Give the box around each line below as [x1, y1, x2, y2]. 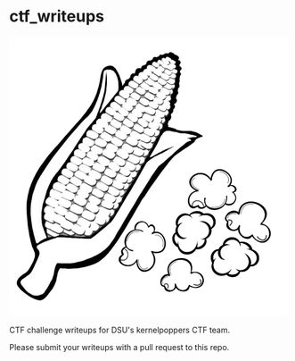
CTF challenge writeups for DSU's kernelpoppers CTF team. [9, 324, 231, 335]
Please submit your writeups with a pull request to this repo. [9, 341, 230, 352]
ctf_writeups [9, 6, 105, 27]
